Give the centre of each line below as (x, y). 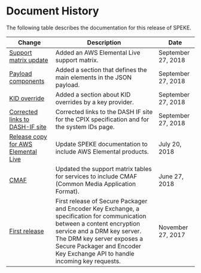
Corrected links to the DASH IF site (104, 112)
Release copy (28, 136)
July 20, (170, 144)
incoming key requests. (88, 261)
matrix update (29, 60)
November (173, 227)
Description (104, 42)
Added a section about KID (93, 94)
